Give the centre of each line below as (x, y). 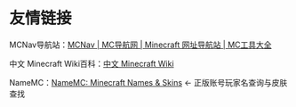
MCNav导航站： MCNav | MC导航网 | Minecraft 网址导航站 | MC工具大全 (141, 45)
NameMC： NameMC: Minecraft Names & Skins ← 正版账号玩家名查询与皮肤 (148, 82)
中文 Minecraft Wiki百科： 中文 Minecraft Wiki (92, 63)
